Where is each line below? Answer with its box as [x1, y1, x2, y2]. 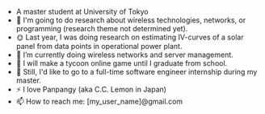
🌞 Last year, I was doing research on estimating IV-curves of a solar [15, 32, 244, 42]
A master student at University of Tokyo [15, 7, 149, 16]
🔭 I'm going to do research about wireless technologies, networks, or [15, 15, 246, 25]
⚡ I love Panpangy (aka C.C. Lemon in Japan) [15, 84, 167, 94]
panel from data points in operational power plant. [15, 42, 183, 51]
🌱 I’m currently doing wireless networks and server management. [15, 50, 234, 59]
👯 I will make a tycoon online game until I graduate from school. [15, 59, 228, 67]
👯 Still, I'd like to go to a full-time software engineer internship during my [15, 67, 258, 76]
